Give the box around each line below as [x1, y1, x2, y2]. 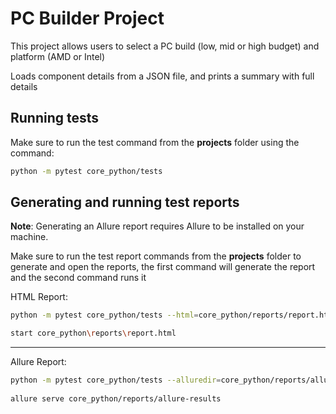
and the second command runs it [10, 272, 147, 284]
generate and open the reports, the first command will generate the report [10, 261, 316, 273]
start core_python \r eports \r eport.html [10, 328, 177, 339]
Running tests [10, 110, 100, 127]
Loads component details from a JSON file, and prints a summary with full [10, 70, 315, 82]
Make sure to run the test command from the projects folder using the [10, 136, 300, 148]
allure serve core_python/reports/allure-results [10, 393, 222, 404]
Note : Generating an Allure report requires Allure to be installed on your [10, 220, 305, 232]
